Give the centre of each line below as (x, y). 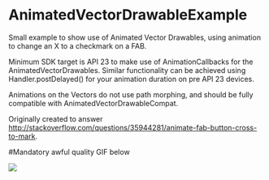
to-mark (22, 136)
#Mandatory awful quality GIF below (69, 152)
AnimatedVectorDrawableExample (128, 15)
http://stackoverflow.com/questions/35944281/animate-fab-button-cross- (133, 127)
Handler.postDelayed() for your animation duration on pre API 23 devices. (131, 79)
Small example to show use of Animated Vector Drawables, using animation (135, 37)
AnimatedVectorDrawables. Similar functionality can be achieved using (127, 70)
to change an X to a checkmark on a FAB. (78, 45)
